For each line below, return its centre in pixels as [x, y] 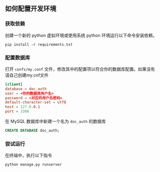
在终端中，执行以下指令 [28, 155]
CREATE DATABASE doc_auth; [32, 131]
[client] [14, 84]
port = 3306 [17, 112]
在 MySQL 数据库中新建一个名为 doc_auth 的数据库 [55, 121]
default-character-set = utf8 [36, 103]
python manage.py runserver [34, 165]
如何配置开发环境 [31, 9]
